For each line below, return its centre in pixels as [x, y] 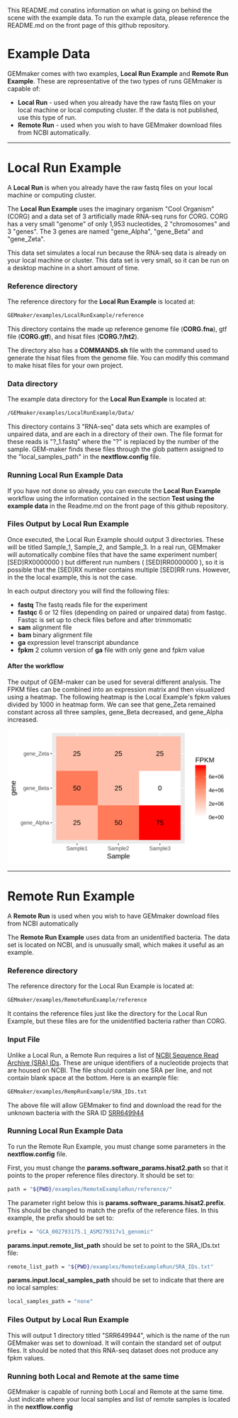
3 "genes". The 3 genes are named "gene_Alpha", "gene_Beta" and [105, 231]
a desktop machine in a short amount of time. [74, 267]
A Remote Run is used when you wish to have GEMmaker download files [113, 916]
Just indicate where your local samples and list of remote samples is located [119, 1399]
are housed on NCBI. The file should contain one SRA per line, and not [110, 1070]
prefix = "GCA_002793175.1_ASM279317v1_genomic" [80, 1231]
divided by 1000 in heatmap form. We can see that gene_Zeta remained [112, 704]
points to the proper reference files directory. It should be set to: [101, 1175]
